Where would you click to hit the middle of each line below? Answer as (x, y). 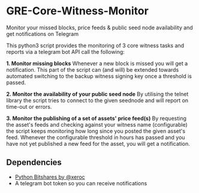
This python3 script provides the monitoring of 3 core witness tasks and (95, 45)
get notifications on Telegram (43, 33)
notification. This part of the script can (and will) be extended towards (93, 69)
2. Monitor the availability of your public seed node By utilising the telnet (97, 94)
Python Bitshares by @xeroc (50, 177)
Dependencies (34, 163)
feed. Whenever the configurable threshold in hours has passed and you (96, 137)
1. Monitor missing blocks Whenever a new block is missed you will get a (97, 63)
